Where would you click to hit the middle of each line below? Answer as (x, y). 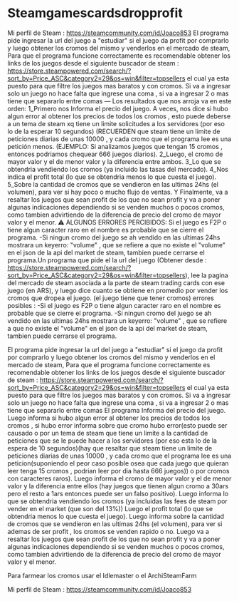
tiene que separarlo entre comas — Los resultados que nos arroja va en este (119, 101)
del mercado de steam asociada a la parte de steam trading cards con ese (116, 282)
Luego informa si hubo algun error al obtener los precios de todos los (109, 418)
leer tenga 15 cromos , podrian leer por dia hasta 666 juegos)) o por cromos (118, 471)
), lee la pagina (207, 275)
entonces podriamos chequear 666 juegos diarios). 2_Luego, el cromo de (115, 154)
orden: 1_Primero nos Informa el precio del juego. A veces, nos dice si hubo (118, 108)
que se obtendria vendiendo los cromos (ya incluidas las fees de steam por (117, 501)
